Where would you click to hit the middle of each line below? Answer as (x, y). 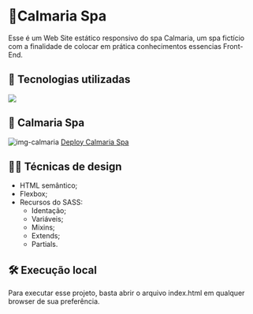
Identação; (49, 211)
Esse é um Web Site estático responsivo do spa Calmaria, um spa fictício (126, 38)
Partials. (45, 245)
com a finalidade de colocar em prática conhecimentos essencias (115, 46)
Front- (233, 46)
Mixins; (43, 227)
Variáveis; (47, 219)
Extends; (46, 236)
